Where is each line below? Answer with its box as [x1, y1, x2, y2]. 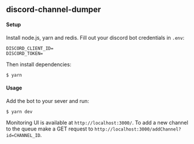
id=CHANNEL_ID [6, 132, 41, 138]
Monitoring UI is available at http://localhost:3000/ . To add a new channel [6, 119, 189, 126]
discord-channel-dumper [6, 5, 101, 15]
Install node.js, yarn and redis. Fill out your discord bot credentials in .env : [6, 34, 185, 41]
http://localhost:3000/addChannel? [94, 126, 182, 132]
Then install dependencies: [6, 61, 72, 68]
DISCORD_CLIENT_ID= [6, 45, 54, 52]
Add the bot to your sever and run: [6, 97, 90, 104]
